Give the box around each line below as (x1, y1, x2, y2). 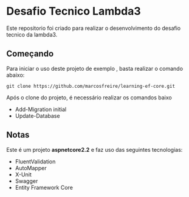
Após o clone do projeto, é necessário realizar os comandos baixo (6, 93, 172, 101)
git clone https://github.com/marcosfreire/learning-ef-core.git (6, 83, 175, 89)
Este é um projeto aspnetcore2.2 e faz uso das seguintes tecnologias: (6, 146, 183, 153)
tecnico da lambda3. (6, 30, 58, 38)
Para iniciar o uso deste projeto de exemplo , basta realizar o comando (6, 65, 184, 72)
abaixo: (6, 71, 25, 79)
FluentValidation (15, 157, 56, 165)
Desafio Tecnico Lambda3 (6, 4, 141, 18)
